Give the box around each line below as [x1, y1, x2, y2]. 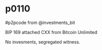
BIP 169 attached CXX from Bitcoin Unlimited [5, 29, 97, 35]
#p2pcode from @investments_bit [5, 19, 75, 25]
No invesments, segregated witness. [5, 38, 80, 45]
